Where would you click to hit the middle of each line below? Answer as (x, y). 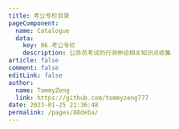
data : (25, 38)
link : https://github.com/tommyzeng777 (82, 98)
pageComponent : (34, 23)
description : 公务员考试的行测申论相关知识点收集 (97, 53)
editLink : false (35, 75)
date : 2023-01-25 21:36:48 (53, 105)
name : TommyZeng (43, 90)
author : (21, 83)
